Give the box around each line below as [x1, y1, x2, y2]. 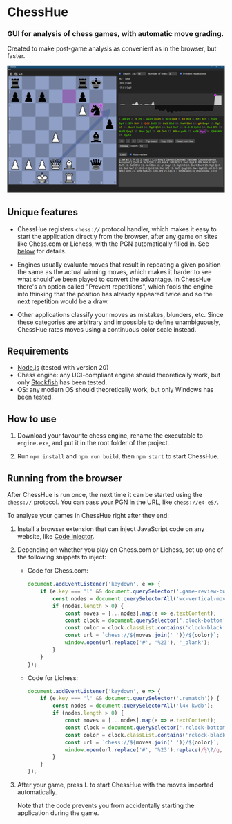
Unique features [7, 206, 78, 218]
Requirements [7, 346, 69, 357]
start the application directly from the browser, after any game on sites [17, 232, 218, 240]
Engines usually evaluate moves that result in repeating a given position [17, 260, 221, 269]
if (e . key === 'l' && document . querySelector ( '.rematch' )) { [40, 695, 220, 702]
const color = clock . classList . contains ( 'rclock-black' [64, 731, 229, 738]
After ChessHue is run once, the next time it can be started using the [7, 491, 202, 499]
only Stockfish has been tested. [17, 378, 108, 386]
